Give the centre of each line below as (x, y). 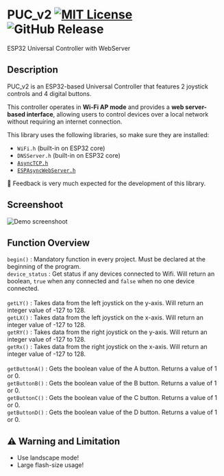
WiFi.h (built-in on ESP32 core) (61, 148)
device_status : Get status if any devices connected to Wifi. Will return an (111, 274)
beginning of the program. (44, 267)
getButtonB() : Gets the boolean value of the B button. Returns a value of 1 (112, 383)
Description (33, 70)
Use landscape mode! (48, 458)
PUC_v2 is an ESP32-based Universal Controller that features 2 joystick (108, 86)
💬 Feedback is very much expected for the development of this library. (107, 183)
